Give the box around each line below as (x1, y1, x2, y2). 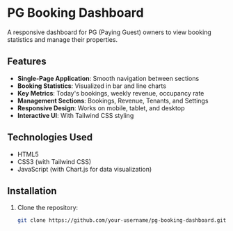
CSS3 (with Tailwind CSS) (17, 157, 92, 165)
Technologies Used (7, 131, 93, 144)
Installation (7, 185, 57, 197)
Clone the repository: (17, 204, 79, 212)
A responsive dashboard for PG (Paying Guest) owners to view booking (7, 28, 212, 36)
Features (7, 56, 47, 68)
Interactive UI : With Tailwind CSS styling (17, 111, 134, 119)
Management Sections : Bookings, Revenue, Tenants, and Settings (17, 96, 209, 105)
